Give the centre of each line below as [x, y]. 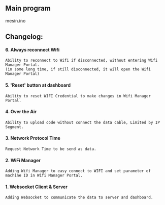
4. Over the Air [21, 112]
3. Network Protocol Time [33, 138]
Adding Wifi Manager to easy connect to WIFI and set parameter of [78, 171]
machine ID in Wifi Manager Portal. [44, 175]
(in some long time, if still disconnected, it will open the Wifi [78, 69]
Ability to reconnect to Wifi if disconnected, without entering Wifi [81, 61]
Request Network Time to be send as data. [51, 149]
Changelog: [24, 37]
